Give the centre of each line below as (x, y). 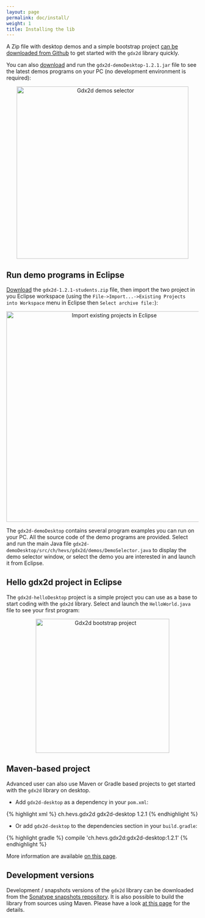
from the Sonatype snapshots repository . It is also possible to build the (95, 897)
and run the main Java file (39, 544)
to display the (169, 550)
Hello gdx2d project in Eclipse (64, 582)
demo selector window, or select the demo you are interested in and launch (101, 557)
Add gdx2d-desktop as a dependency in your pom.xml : (82, 802)
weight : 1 (19, 23)
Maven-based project (48, 769)
